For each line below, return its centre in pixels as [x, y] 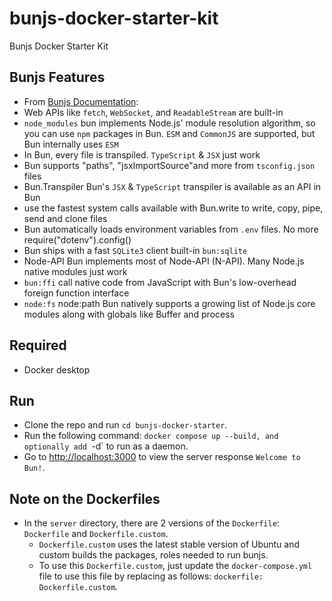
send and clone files [65, 218]
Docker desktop [57, 369]
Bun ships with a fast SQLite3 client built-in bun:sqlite [135, 250]
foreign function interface [76, 293]
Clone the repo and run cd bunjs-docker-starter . [125, 425]
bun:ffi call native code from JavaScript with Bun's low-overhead [160, 282]
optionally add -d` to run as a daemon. [106, 446]
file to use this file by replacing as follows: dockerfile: [151, 576]
